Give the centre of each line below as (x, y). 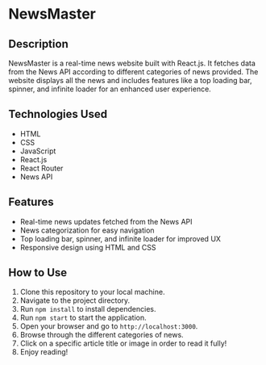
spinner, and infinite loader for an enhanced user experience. (110, 89)
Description (38, 44)
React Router (42, 168)
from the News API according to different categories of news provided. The (133, 72)
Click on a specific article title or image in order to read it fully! (123, 343)
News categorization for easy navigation (87, 230)
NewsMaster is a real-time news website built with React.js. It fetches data (132, 63)
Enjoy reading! (44, 352)
